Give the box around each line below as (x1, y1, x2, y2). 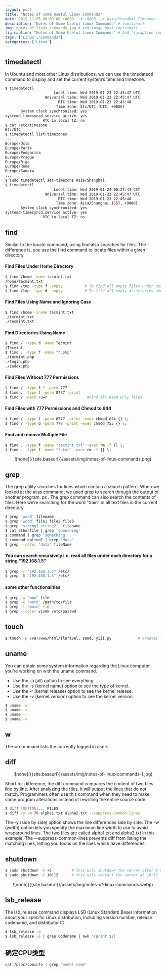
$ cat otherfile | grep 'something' (5, 528, 81, 533)
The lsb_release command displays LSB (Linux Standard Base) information (5, 909, 157, 915)
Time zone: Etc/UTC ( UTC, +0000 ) (56, 104, 125, 109)
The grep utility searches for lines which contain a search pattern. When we (5, 484, 160, 490)
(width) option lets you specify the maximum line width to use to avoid (5, 825, 148, 831)
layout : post (5, 7, 32, 12)
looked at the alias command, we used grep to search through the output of (5, 489, 159, 495)
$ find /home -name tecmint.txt (5, 274, 72, 279)
